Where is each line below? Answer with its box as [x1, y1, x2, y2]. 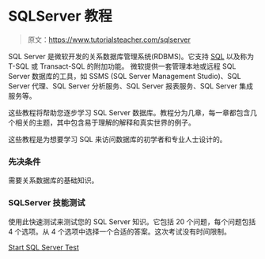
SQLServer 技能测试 [8, 197, 85, 208]
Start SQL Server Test [8, 242, 79, 252]
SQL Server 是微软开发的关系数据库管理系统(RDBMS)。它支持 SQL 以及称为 [8, 51, 255, 61]
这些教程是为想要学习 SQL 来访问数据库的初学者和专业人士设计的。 [8, 134, 227, 144]
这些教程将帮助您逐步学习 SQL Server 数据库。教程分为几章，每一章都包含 [8, 107, 251, 117]
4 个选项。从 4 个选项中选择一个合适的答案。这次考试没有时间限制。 [8, 227, 231, 236]
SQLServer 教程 [8, 7, 112, 25]
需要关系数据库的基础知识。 [8, 175, 99, 186]
